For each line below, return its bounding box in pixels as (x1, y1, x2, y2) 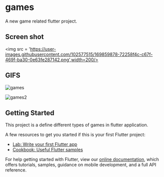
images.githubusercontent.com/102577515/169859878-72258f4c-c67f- (5, 51, 153, 57)
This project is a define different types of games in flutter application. (5, 122, 148, 128)
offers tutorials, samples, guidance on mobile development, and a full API (5, 162, 156, 168)
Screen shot (5, 33, 44, 41)
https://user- (30, 46, 56, 52)
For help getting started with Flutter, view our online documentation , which (5, 156, 159, 162)
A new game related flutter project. (5, 18, 77, 24)
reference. (5, 167, 27, 173)
